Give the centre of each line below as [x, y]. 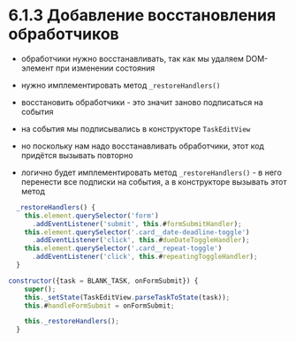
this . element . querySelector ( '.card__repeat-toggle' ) [123, 248]
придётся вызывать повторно [77, 155]
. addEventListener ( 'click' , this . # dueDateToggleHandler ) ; [140, 240]
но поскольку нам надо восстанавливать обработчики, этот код [142, 146]
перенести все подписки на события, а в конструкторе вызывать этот [154, 181]
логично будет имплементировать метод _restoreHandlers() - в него [151, 172]
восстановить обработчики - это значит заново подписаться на [142, 102]
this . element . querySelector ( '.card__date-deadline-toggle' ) [137, 232]
